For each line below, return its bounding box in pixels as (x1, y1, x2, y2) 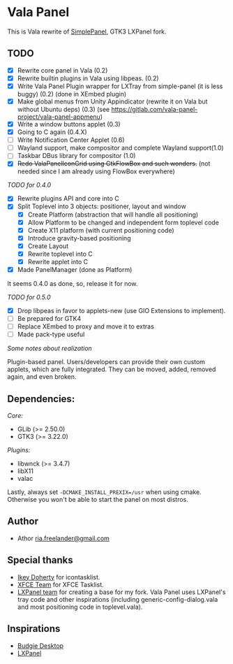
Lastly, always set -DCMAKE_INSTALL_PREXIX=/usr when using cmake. (7, 488, 202, 496)
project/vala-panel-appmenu (17, 113, 101, 121)
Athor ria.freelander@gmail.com (17, 534, 110, 542)
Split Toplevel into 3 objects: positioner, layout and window (17, 202, 186, 210)
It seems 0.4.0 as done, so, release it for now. (7, 280, 138, 287)
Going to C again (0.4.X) (17, 128, 87, 136)
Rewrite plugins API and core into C (17, 194, 120, 203)
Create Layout (27, 242, 68, 250)
